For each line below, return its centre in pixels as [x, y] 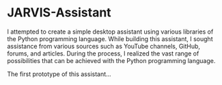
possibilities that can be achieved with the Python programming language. [111, 60]
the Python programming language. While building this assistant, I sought [110, 38]
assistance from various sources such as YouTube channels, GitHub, [103, 46]
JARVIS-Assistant [59, 13]
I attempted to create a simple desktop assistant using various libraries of [110, 32]
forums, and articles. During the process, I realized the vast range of [103, 53]
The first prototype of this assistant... [59, 74]
